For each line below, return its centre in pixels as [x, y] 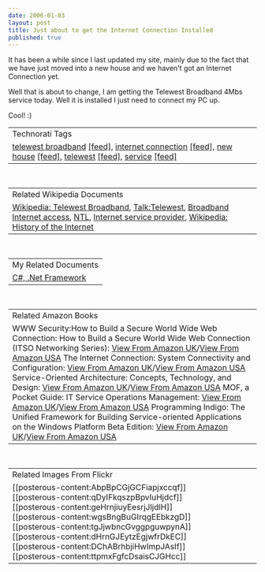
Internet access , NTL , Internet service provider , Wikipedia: [120, 217]
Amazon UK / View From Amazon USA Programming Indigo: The [129, 407]
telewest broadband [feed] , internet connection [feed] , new [122, 147]
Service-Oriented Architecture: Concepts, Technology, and [122, 377]
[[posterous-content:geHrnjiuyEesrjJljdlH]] [93, 507]
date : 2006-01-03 [37, 15]
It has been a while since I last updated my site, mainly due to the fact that [129, 60]
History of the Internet [53, 227]
